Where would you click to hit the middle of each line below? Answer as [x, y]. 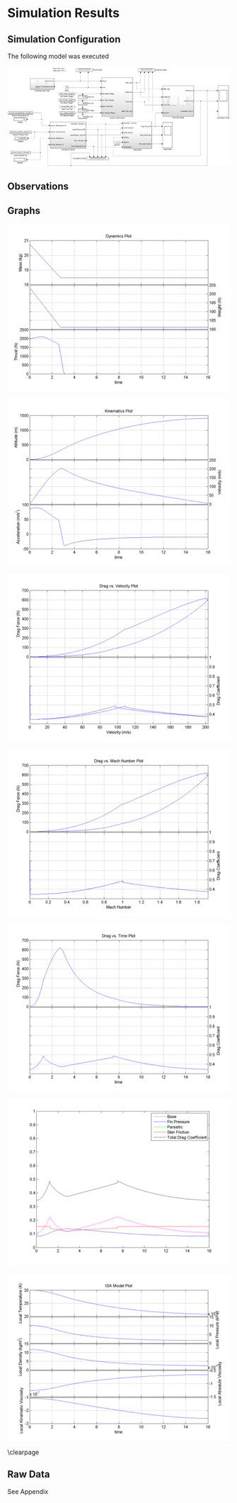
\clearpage [23, 1452]
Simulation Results [64, 13]
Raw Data [29, 1474]
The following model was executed [58, 56]
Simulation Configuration [64, 39]
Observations [38, 187]
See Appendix [28, 1491]
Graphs [24, 210]
